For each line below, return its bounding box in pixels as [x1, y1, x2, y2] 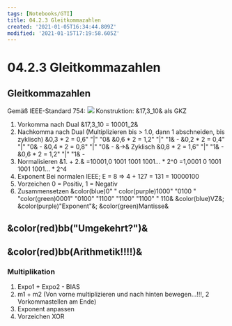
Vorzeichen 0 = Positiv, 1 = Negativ [17, 179, 118, 188]
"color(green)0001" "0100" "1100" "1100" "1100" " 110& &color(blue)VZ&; [17, 195, 225, 203]
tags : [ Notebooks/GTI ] [7, 10, 73, 17]
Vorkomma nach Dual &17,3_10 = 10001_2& [17, 120, 139, 129]
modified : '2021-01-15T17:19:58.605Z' [7, 29, 120, 37]
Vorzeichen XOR [17, 312, 65, 321]
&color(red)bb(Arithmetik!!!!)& [7, 246, 143, 258]
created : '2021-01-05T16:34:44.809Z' [7, 23, 117, 30]
